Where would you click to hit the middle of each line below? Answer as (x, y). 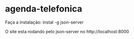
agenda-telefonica (44, 9)
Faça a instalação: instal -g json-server (45, 22)
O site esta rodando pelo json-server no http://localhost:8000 (67, 31)
